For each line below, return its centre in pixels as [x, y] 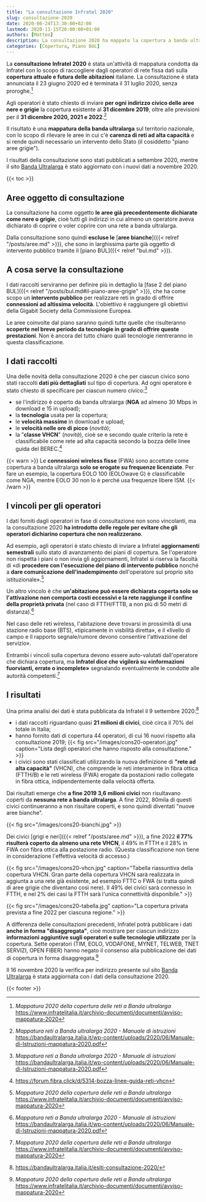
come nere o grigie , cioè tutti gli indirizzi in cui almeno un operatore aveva [100, 219]
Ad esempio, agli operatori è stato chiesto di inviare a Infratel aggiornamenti [103, 545]
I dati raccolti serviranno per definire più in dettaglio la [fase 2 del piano [97, 284]
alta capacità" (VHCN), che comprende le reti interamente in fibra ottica [106, 768]
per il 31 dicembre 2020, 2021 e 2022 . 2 [57, 116]
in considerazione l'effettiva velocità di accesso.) [68, 856]
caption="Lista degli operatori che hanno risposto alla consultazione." [103, 749]
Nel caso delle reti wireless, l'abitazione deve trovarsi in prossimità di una [99, 624]
